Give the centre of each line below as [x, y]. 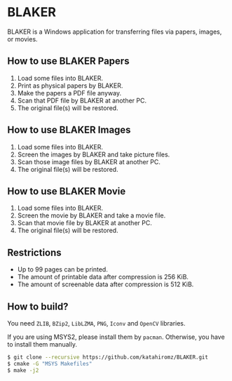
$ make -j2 [23, 370]
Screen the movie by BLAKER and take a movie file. [91, 215]
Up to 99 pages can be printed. [63, 269]
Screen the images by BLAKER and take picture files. [94, 154]
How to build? [38, 306]
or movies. [22, 39]
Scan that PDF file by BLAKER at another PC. [82, 100]
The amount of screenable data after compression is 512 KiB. [105, 284]
